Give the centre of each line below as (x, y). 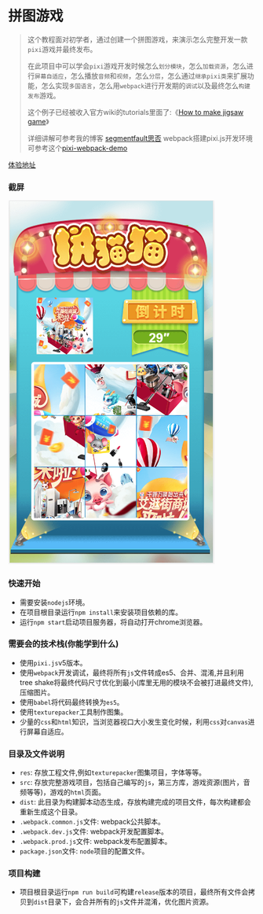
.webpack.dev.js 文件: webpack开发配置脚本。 (94, 831)
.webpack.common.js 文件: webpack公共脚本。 (92, 822)
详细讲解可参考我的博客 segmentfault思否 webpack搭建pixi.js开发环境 (140, 138)
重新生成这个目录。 (51, 812)
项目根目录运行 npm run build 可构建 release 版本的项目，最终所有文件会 (134, 892)
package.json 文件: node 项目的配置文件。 (84, 851)
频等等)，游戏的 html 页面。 (62, 792)
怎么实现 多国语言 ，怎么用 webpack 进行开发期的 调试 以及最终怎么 (140, 85)
